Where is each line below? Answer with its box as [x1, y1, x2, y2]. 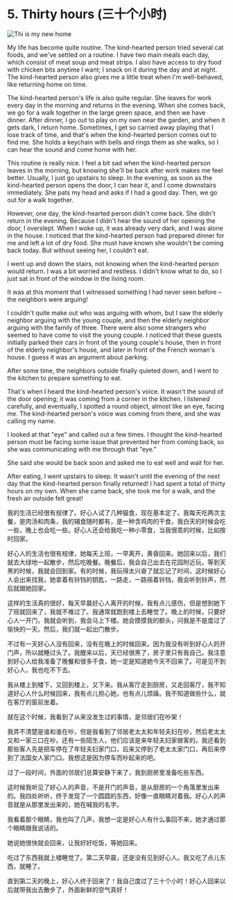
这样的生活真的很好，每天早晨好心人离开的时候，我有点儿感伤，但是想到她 [7, 598, 220, 607]
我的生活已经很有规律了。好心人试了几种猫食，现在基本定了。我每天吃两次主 [7, 508, 226, 516]
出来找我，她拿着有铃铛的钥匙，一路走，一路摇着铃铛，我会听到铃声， [19, 575, 220, 584]
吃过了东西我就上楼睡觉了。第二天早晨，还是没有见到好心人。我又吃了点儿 [7, 853, 220, 862]
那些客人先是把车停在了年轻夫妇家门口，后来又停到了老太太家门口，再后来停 [7, 744, 226, 753]
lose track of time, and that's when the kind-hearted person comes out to [7, 130, 217, 139]
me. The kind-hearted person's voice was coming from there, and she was [7, 409, 221, 418]
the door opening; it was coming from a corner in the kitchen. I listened [7, 394, 210, 403]
